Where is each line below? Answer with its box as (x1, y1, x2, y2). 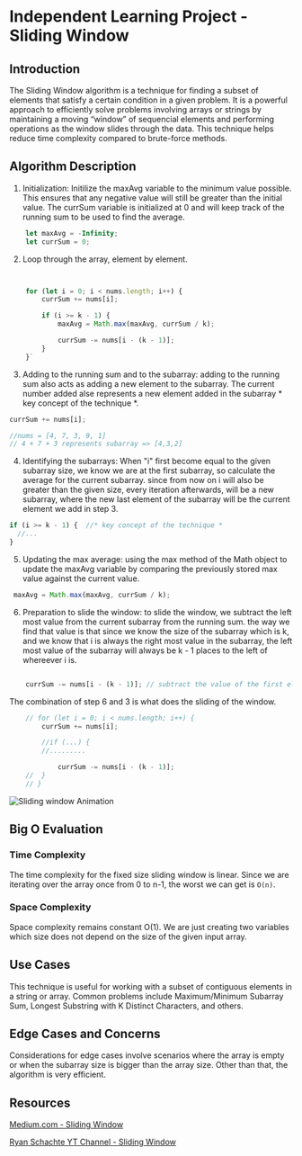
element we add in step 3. (22, 504, 119, 515)
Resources (9, 1095, 71, 1110)
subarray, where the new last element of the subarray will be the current (22, 494, 290, 505)
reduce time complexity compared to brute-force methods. (9, 133, 227, 143)
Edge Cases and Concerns (9, 1026, 161, 1041)
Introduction (9, 61, 81, 76)
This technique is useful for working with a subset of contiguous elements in (9, 981, 292, 991)
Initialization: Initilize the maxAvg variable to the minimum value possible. (22, 183, 292, 193)
